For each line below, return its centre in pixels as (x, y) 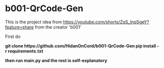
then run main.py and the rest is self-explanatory (56, 60)
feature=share (19, 27)
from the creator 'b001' (58, 27)
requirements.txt (26, 51)
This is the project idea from (34, 22)
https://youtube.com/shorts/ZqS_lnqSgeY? (106, 22)
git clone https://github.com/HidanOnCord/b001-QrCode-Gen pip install (81, 46)
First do (13, 36)
